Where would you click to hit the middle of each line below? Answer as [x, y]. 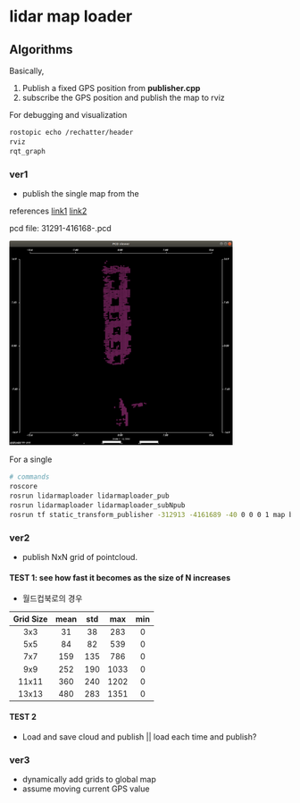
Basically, [27, 71]
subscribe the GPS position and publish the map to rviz [123, 97]
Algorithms [41, 50]
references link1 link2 [48, 211]
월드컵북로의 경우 [52, 598]
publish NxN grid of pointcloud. [80, 557]
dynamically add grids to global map [89, 780]
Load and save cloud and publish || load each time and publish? [139, 736]
